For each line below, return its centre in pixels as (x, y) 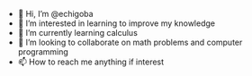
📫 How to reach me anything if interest (91, 62)
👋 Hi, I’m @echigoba (55, 14)
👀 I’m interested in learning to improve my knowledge (117, 23)
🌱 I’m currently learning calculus (77, 33)
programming (43, 52)
